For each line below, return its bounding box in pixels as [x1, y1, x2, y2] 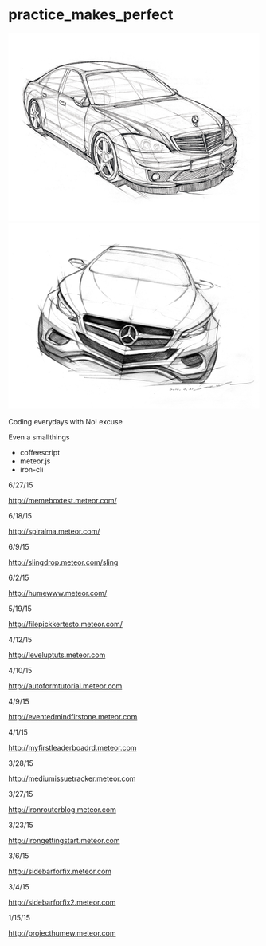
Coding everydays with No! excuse [8, 417, 123, 427]
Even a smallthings [8, 432, 70, 442]
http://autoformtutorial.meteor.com [8, 681, 123, 691]
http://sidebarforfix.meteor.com [8, 867, 112, 877]
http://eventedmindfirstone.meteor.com [8, 712, 138, 722]
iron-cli [19, 465, 44, 475]
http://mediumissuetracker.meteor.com [8, 774, 136, 783]
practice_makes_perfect [8, 6, 174, 24]
